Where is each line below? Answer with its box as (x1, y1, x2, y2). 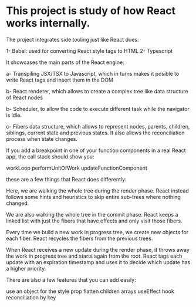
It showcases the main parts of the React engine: (6, 59, 124, 66)
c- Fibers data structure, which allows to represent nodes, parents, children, (6, 123, 190, 130)
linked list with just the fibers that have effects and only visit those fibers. (6, 217, 183, 224)
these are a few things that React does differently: (6, 176, 127, 183)
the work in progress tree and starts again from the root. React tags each (6, 252, 183, 259)
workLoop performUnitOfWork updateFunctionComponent (6, 164, 148, 171)
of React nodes (6, 94, 43, 101)
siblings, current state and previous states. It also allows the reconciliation (6, 129, 185, 136)
